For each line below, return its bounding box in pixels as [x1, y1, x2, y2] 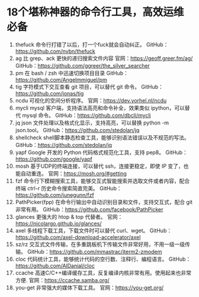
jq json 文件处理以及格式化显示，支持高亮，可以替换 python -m [15, 119, 169, 126]
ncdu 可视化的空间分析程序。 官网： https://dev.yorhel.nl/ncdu [15, 97, 167, 104]
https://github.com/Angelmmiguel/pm [15, 76, 107, 83]
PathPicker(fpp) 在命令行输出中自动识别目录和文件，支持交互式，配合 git [15, 198, 193, 205]
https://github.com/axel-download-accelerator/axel [15, 234, 141, 241]
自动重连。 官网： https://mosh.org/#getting [20, 170, 127, 177]
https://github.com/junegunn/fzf [15, 191, 94, 199]
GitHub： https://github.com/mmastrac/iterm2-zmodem [27, 248, 162, 255]
